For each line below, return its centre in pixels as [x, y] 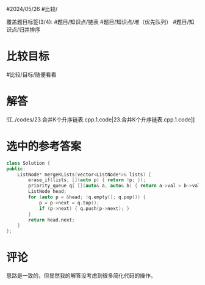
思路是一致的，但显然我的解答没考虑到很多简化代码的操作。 [81, 276]
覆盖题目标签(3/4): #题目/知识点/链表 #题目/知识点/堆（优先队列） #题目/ [98, 22]
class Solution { [28, 163]
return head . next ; [52, 220]
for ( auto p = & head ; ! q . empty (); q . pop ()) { [87, 197]
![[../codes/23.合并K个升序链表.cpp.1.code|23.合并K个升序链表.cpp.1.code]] [101, 119]
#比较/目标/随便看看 [31, 74]
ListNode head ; [48, 192]
